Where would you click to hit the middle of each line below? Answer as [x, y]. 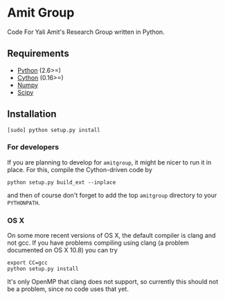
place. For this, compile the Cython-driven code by [80, 169]
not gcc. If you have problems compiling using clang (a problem [98, 243]
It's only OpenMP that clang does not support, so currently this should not [113, 282]
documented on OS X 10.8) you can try [62, 250]
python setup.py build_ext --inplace [62, 182]
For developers [33, 147]
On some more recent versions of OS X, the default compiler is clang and [111, 236]
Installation [32, 114]
